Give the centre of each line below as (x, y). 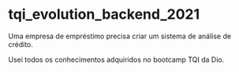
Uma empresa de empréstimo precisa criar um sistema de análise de (119, 36)
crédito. (21, 44)
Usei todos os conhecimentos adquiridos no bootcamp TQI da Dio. (116, 59)
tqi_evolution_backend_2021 (104, 14)
